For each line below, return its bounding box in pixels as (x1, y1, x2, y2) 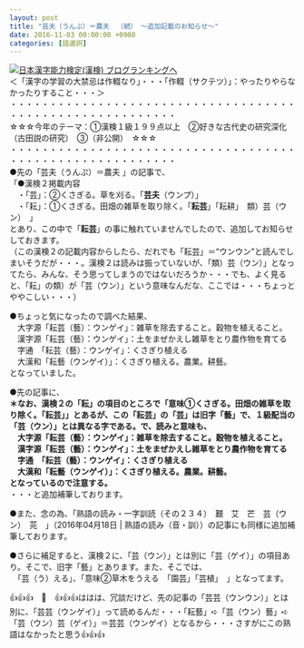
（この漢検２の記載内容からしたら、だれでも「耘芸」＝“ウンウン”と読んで (9, 246, 287, 257)
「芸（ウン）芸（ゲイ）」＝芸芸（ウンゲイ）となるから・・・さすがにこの (9, 618, 283, 629)
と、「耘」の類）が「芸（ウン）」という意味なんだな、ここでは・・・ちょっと (9, 280, 296, 291)
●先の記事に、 (9, 387, 65, 398)
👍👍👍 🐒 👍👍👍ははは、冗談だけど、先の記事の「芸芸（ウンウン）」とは (9, 592, 289, 604)
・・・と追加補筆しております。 (9, 489, 128, 500)
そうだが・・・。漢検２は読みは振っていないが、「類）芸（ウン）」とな (25, 258, 288, 269)
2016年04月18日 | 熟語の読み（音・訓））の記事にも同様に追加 (56, 519, 288, 531)
